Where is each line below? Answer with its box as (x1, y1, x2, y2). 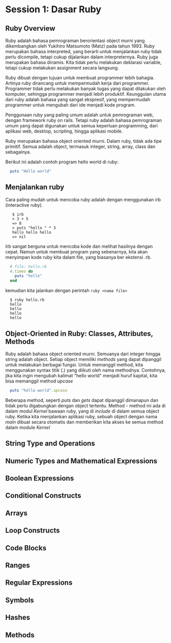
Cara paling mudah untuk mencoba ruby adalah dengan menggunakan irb (5, 196, 161, 203)
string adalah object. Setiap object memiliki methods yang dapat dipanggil (5, 356, 162, 362)
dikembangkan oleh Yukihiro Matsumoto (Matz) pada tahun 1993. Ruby (5, 43, 155, 49)
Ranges (5, 561, 30, 569)
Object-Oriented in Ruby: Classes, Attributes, (5, 329, 154, 338)
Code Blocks (5, 544, 47, 552)
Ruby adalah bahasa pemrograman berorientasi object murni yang (5, 37, 145, 44)
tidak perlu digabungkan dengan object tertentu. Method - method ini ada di (5, 402, 166, 409)
